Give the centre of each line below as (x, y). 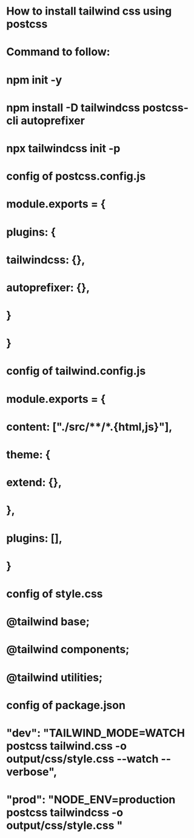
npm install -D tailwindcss (73, 107)
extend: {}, (34, 483)
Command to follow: (58, 52)
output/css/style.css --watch (82, 759)
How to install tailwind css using (89, 11)
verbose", (32, 772)
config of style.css (55, 594)
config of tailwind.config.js (76, 371)
